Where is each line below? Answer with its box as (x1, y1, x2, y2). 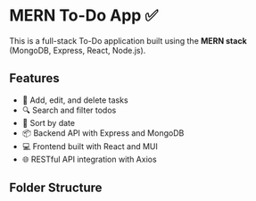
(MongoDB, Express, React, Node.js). (9, 45, 146, 55)
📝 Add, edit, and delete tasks (21, 95, 128, 105)
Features (9, 71, 60, 86)
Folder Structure (9, 180, 103, 196)
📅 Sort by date (21, 117, 76, 128)
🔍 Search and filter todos (21, 105, 117, 115)
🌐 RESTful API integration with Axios (21, 154, 158, 164)
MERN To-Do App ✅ (9, 5, 159, 26)
